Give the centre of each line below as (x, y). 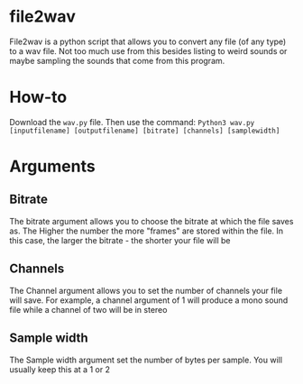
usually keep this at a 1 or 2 (60, 369)
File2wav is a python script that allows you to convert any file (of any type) (148, 41)
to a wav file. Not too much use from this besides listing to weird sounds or (148, 50)
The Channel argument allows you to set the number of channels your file (146, 290)
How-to (38, 97)
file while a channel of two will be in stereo (88, 309)
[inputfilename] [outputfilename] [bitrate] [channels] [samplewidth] (145, 131)
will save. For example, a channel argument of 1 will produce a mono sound (149, 300)
